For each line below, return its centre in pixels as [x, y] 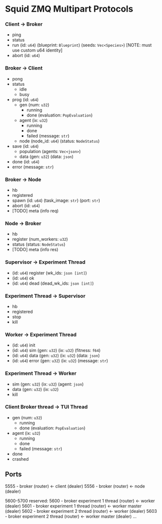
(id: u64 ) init [24, 345]
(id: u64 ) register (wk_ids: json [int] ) [49, 273]
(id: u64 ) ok [23, 278]
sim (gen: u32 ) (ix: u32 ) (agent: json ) [48, 384]
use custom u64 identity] [37, 50]
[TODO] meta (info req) [35, 211]
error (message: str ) [33, 167]
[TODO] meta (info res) [35, 250]
